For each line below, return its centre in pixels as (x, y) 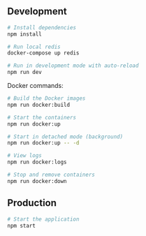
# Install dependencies (42, 27)
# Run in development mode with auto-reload (73, 66)
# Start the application (43, 219)
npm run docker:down (37, 181)
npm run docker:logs (37, 162)
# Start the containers (42, 117)
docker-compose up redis (43, 53)
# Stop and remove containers (51, 175)
